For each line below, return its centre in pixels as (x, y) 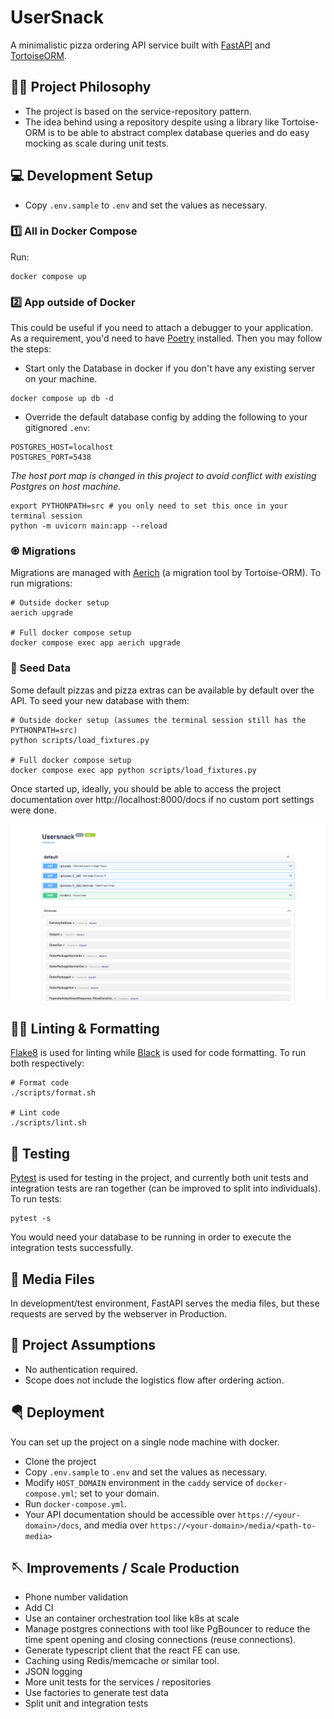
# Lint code (35, 1113)
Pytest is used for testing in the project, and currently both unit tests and (159, 1178)
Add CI (39, 1608)
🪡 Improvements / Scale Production (125, 1567)
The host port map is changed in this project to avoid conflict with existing (163, 476)
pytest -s (31, 1219)
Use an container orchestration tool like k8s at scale (132, 1618)
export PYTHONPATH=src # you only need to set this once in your (149, 506)
